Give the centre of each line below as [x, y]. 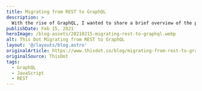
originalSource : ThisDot [37, 56]
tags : [13, 62]
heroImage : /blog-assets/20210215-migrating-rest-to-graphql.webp [91, 34]
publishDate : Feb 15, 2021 [40, 28]
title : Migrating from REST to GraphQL [56, 12]
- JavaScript [28, 73]
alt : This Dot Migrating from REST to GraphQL [66, 40]
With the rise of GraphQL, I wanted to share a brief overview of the [102, 23]
